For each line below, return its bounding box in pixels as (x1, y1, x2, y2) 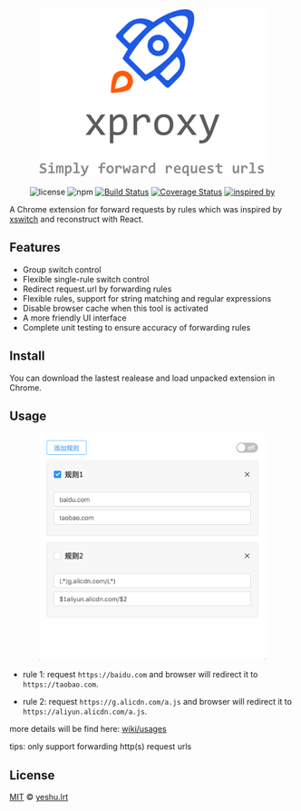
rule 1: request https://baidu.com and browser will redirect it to (22, 669, 258, 680)
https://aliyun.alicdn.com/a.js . (22, 706, 148, 717)
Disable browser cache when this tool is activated (22, 302, 209, 313)
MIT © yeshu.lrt (9, 792, 69, 803)
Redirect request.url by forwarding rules (22, 283, 172, 294)
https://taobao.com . (22, 678, 99, 689)
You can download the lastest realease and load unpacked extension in (9, 372, 276, 383)
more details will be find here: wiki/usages (9, 724, 167, 735)
